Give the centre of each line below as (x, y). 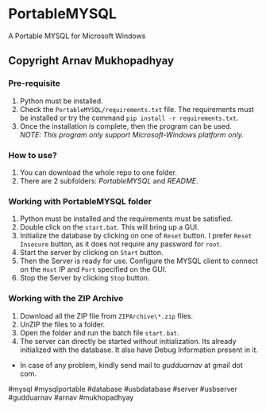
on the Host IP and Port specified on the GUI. (93, 269)
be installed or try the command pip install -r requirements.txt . (129, 118)
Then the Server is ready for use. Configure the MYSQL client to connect (139, 261)
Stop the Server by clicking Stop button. (85, 278)
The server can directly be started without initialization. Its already (128, 341)
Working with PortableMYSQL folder (80, 201)
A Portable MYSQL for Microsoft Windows (77, 36)
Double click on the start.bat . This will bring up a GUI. (110, 227)
